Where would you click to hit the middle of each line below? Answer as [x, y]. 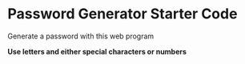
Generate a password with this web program [81, 36]
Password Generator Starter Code [122, 14]
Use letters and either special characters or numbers [97, 51]
